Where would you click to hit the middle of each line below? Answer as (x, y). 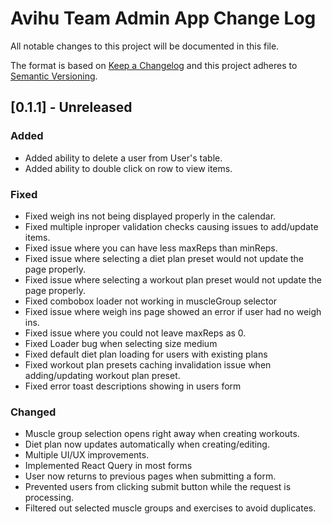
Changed (33, 412)
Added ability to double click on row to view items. (128, 168)
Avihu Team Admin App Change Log (163, 18)
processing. (49, 498)
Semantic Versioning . (54, 76)
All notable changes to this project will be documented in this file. (145, 46)
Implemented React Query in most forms (108, 466)
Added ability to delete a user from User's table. (123, 158)
